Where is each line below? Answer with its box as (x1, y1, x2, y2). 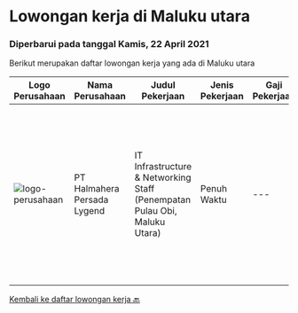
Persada (74, 193, 109, 206)
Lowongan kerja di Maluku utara (9, 6, 251, 27)
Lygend (74, 205, 106, 217)
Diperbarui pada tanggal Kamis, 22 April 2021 (9, 38, 210, 51)
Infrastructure (134, 160, 192, 173)
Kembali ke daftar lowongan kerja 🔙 (9, 294, 140, 305)
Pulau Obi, (134, 205, 177, 217)
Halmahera (74, 183, 120, 195)
